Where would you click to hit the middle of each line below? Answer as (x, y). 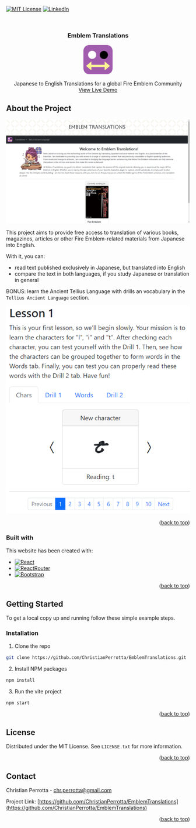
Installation (22, 633)
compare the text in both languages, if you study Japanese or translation (102, 274)
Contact (21, 776)
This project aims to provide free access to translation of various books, (92, 232)
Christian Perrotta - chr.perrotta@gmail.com (59, 791)
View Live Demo (98, 90)
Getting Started (35, 604)
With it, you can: (26, 256)
